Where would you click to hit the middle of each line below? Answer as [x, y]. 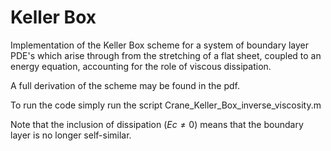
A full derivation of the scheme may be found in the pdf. [125, 85]
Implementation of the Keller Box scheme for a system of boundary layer [160, 45]
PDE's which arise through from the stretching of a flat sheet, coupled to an [166, 55]
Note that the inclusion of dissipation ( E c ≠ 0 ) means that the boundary [157, 124]
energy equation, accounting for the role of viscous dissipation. [141, 66]
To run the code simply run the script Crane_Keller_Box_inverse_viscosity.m [166, 105]
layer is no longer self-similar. [71, 135]
